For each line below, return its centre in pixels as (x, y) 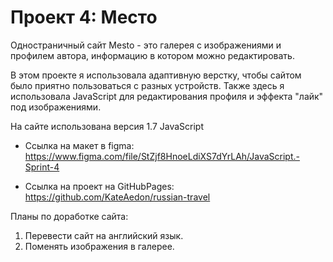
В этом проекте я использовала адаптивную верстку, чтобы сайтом (156, 75)
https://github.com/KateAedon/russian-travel (117, 197)
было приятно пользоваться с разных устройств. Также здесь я (147, 85)
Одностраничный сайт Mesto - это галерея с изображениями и (146, 45)
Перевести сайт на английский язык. (104, 235)
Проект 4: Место (84, 17)
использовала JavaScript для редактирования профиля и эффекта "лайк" (167, 96)
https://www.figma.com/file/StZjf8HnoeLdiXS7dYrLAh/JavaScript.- (162, 156)
